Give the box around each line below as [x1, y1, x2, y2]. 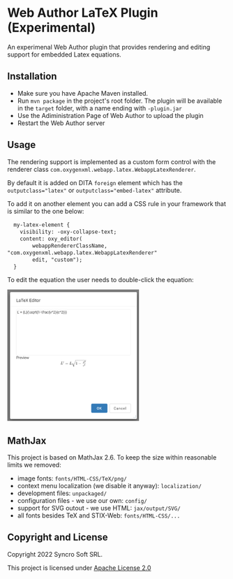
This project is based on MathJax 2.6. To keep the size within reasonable [7, 453, 217, 462]
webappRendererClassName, [32, 242, 108, 249]
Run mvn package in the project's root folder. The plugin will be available [17, 96, 223, 105]
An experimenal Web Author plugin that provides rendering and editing [7, 43, 211, 51]
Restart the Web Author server [17, 119, 105, 127]
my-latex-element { [13, 221, 70, 228]
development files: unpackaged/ [17, 489, 107, 497]
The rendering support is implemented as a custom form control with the [7, 157, 216, 166]
